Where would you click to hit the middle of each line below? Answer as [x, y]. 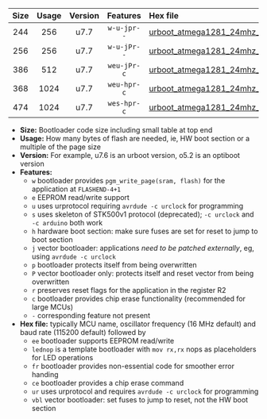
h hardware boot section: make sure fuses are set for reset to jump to [145, 231]
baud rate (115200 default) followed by [83, 332]
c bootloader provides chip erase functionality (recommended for [139, 298]
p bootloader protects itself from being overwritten [114, 265]
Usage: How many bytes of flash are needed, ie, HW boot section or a [135, 138]
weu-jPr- [124, 65]
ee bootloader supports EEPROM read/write [103, 341]
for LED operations [62, 357]
